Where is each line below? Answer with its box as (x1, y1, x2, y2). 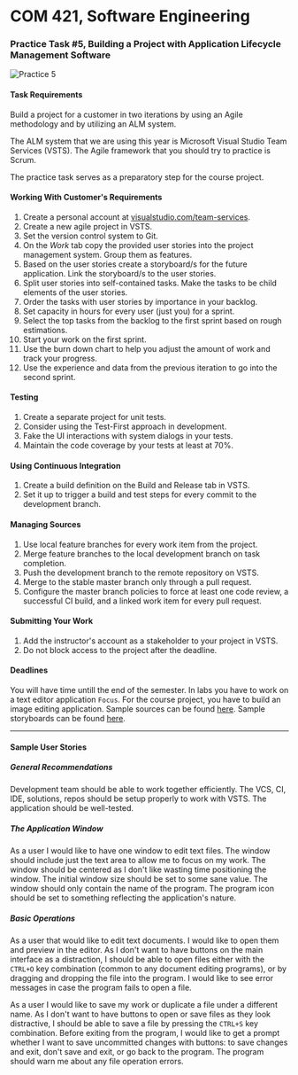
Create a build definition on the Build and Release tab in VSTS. (22, 480, 250, 491)
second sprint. (22, 371, 76, 382)
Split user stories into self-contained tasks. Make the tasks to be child (22, 277, 278, 288)
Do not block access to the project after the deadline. (22, 644, 218, 655)
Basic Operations (10, 913, 76, 923)
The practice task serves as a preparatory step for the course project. (10, 171, 264, 183)
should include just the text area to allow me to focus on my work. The (10, 855, 266, 866)
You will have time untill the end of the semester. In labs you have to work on (10, 684, 289, 695)
